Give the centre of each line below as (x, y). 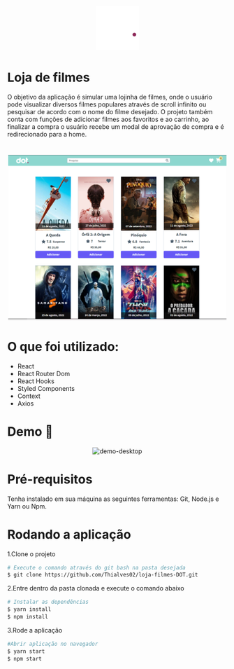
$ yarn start (26, 651)
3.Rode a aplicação (35, 630)
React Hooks (36, 381)
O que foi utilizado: (63, 347)
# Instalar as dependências (48, 602)
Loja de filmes (49, 77)
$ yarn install (29, 609)
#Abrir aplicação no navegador (53, 644)
